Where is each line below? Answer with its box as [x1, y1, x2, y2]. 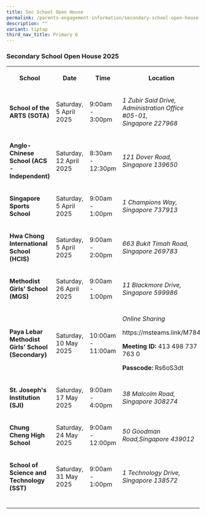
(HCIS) [9, 255, 29, 264]
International [9, 240, 48, 248]
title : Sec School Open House [6, 9, 84, 15]
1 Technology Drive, [122, 468, 181, 477]
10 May [56, 339, 78, 348]
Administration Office [122, 104, 184, 112]
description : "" [6, 20, 48, 26]
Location [148, 74, 175, 83]
